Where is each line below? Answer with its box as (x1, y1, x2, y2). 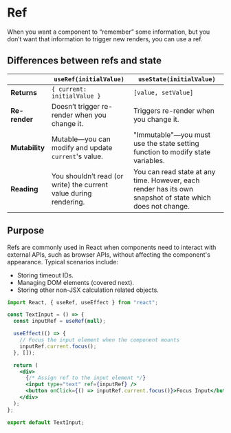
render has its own (133, 184, 194, 193)
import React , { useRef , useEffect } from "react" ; (7, 299, 158, 306)
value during (51, 188, 92, 198)
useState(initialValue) (137, 75, 216, 83)
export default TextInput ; (7, 419, 85, 426)
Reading (10, 184, 38, 193)
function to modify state (133, 147, 211, 156)
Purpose (7, 225, 45, 237)
